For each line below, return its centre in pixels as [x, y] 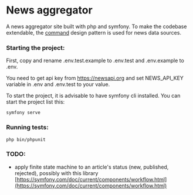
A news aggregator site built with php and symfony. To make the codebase [97, 26]
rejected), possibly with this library [56, 173]
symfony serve [23, 113]
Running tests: [27, 128]
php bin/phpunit [26, 139]
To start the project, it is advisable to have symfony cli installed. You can [93, 96]
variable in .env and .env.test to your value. [58, 84]
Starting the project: [35, 47]
